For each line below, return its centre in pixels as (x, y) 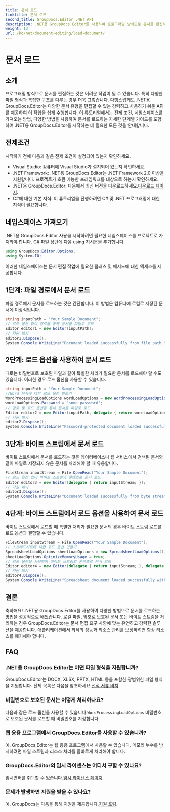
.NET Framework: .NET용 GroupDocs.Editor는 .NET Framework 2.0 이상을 (88, 173)
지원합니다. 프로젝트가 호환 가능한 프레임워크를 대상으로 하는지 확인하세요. (86, 179)
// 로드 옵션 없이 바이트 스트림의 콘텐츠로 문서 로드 (53, 477)
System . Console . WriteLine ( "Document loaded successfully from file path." (86, 343)
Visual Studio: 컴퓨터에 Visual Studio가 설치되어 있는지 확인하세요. (79, 167)
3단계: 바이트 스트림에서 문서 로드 (54, 444)
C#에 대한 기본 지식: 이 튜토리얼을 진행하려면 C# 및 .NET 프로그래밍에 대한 (86, 198)
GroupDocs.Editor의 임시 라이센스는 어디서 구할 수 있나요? (73, 765)
